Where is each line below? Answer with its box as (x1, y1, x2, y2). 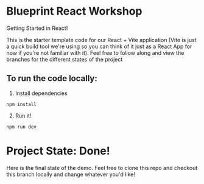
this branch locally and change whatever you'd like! (6, 171, 135, 178)
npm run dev (6, 124, 37, 130)
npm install (6, 101, 37, 107)
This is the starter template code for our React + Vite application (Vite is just (6, 36, 197, 43)
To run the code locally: (6, 73, 97, 83)
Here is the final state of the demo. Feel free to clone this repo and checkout (6, 164, 198, 171)
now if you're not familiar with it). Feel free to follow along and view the (6, 49, 185, 56)
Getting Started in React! (6, 24, 68, 32)
